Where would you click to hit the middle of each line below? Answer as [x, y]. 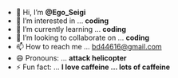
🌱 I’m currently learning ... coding [71, 29]
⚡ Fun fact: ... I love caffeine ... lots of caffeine [93, 67]
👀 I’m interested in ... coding [62, 21]
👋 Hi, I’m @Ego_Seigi [51, 12]
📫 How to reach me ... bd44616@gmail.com [89, 47]
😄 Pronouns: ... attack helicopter [71, 58]
